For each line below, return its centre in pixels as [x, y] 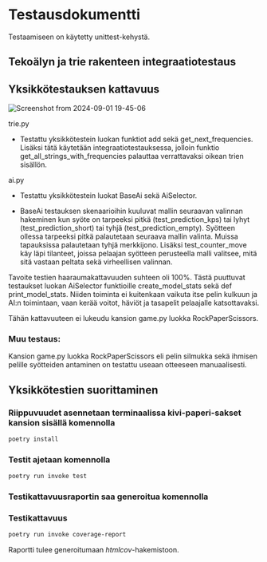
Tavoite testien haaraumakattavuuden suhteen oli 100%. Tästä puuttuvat [127, 278]
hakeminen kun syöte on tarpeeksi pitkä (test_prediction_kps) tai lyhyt [135, 220]
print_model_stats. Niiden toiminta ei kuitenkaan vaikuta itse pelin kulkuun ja [133, 295]
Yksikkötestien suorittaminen [83, 390]
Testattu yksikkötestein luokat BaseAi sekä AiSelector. [108, 196]
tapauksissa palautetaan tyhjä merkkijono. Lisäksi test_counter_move [133, 245]
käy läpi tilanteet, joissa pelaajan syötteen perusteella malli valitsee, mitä [138, 254]
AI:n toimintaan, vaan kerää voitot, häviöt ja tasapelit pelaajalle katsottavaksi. [134, 303]
